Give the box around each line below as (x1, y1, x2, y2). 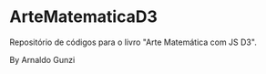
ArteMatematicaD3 (9, 6, 158, 27)
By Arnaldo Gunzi (9, 54, 76, 65)
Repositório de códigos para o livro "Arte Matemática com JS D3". (9, 37, 257, 48)
